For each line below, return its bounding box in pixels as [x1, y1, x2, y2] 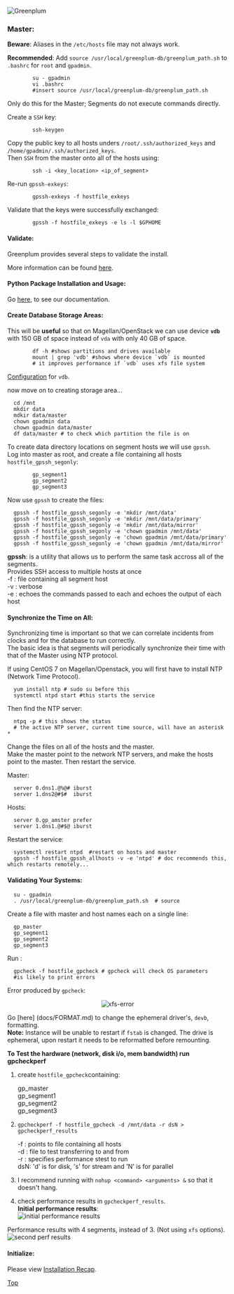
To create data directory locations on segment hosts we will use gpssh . [7, 443, 212, 451]
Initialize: [7, 1249, 35, 1257]
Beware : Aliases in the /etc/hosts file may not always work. [7, 40, 180, 48]
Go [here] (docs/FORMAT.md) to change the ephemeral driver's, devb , [7, 1014, 209, 1022]
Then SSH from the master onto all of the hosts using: [7, 154, 160, 162]
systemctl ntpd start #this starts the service [13, 692, 156, 699]
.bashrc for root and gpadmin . [7, 61, 92, 70]
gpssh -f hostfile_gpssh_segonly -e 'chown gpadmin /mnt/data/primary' [13, 534, 228, 541]
